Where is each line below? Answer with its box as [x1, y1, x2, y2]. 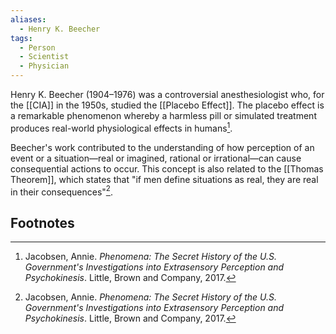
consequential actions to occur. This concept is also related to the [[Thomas [10, 162, 324, 175]
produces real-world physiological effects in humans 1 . [10, 121, 233, 134]
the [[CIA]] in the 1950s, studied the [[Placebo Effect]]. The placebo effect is [10, 99, 325, 111]
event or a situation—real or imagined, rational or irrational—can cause [10, 152, 302, 164]
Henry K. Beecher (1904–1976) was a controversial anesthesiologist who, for [10, 89, 325, 100]
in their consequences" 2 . [10, 184, 113, 198]
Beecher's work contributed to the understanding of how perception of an [10, 141, 315, 153]
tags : [10, 33, 33, 43]
